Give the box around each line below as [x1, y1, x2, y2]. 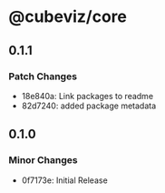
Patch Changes [8, 70, 78, 83]
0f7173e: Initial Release [21, 175, 108, 186]
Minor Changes [8, 154, 78, 167]
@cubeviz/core [8, 6, 128, 27]
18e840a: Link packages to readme [21, 90, 154, 101]
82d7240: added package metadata [21, 100, 157, 111]
